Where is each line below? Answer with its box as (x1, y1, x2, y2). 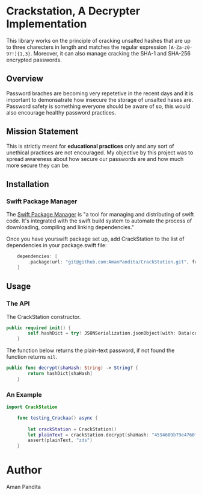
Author (6, 463, 42, 477)
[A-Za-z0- (168, 44, 193, 51)
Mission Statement (6, 127, 79, 137)
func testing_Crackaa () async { (17, 415, 98, 421)
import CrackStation (6, 404, 58, 411)
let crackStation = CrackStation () (28, 426, 117, 432)
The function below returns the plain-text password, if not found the (6, 347, 175, 354)
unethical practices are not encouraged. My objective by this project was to (6, 149, 194, 156)
